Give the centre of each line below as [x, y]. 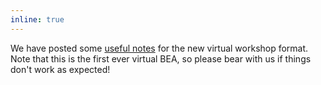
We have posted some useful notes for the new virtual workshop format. [159, 48]
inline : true [37, 19]
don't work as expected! [60, 69]
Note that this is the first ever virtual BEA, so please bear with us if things [161, 58]
